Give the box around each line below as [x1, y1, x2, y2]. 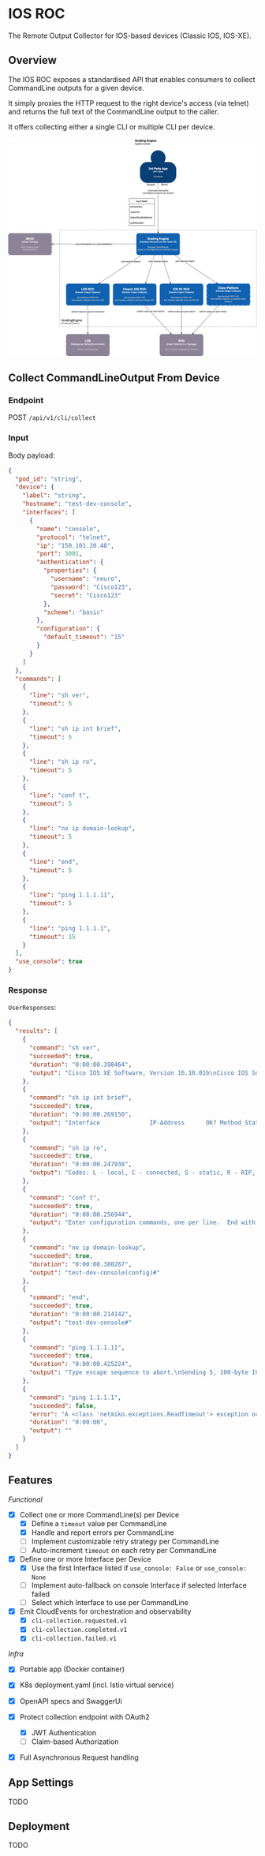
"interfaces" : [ [22, 508, 77, 517]
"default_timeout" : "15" [43, 633, 125, 642]
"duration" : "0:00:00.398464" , [28, 1061, 132, 1068]
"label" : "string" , [22, 492, 87, 500]
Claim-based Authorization [31, 1737, 119, 1746]
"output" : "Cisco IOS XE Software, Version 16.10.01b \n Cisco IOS [28, 1068, 248, 1077]
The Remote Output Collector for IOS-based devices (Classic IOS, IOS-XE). [8, 31, 252, 40]
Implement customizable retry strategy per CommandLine [31, 1536, 219, 1546]
